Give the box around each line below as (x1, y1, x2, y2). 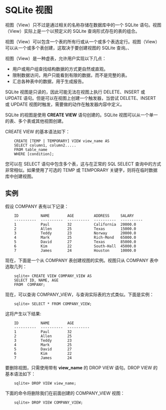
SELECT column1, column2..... (14, 142, 77, 148)
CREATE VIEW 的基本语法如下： (5, 129, 70, 135)
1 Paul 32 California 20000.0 (14, 222, 136, 227)
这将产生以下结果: (5, 311, 42, 317)
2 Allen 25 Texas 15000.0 (14, 226, 136, 231)
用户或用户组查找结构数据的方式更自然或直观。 (12, 66, 108, 72)
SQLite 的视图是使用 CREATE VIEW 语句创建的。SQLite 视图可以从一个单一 (5, 112, 158, 118)
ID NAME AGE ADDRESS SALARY (14, 213, 134, 218)
